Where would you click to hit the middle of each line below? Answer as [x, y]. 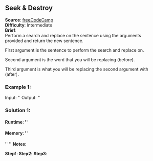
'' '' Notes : [16, 144]
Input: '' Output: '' [23, 98]
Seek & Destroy [29, 8]
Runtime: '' [17, 122]
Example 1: [18, 87]
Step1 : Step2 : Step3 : [26, 153]
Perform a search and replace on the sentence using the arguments [73, 35]
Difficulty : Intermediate [29, 25]
